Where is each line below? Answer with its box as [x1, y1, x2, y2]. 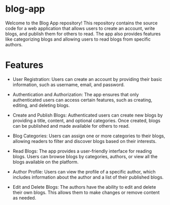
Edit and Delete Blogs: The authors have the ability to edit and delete [12, 184, 156, 190]
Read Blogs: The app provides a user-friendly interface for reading [12, 148, 152, 154]
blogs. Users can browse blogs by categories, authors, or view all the [12, 153, 158, 159]
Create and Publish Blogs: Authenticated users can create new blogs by [12, 112, 163, 118]
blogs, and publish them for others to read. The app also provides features [5, 31, 161, 37]
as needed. [12, 194, 37, 201]
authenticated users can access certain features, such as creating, [12, 97, 152, 103]
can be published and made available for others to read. [12, 123, 130, 129]
